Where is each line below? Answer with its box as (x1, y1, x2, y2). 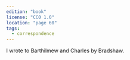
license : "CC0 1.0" (6, 14, 55, 20)
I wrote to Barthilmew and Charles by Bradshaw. (6, 47, 124, 54)
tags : (6, 25, 20, 31)
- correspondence (11, 31, 55, 37)
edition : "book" (6, 8, 47, 15)
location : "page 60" (6, 20, 58, 26)
